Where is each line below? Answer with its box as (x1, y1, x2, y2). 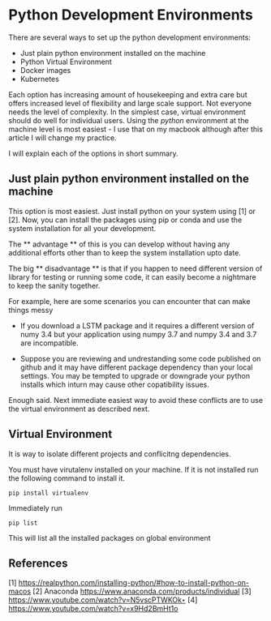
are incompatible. (19, 338, 79, 348)
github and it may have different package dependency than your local (19, 362, 253, 372)
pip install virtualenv (8, 489, 89, 497)
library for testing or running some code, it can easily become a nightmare (8, 272, 257, 281)
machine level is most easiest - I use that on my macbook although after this (8, 124, 264, 134)
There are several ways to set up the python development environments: (8, 32, 252, 42)
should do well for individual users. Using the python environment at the (8, 115, 249, 125)
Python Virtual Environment (19, 57, 112, 66)
